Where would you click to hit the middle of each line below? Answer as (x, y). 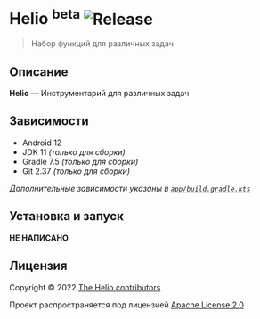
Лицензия (38, 266)
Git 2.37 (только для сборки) (76, 171)
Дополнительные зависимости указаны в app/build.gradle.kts (130, 188)
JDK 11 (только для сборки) (74, 151)
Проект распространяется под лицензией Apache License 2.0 (127, 305)
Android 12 (42, 143)
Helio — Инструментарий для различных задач (99, 94)
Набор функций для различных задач (102, 44)
